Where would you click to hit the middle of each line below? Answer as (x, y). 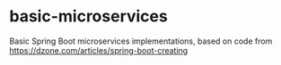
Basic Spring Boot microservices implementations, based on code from (141, 41)
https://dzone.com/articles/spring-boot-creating (99, 50)
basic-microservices (88, 16)
